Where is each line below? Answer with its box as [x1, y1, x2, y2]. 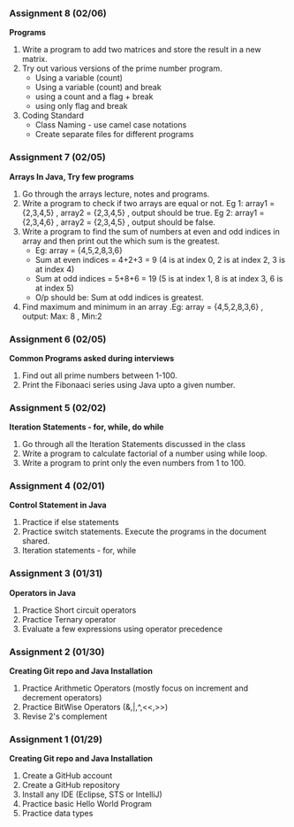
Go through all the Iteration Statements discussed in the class [21, 439, 245, 450]
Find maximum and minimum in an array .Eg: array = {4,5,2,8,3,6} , [21, 301, 264, 312]
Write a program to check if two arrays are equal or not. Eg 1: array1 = [21, 197, 275, 208]
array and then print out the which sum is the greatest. [21, 236, 221, 246]
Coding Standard [21, 110, 84, 121]
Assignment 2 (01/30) [9, 645, 105, 658]
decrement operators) [21, 692, 102, 703]
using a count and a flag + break [34, 91, 154, 102]
